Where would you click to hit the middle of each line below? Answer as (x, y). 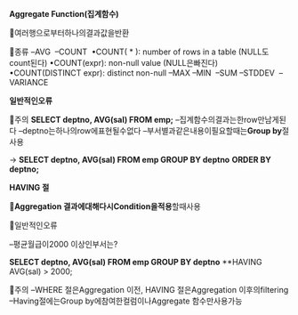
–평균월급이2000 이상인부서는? (64, 244)
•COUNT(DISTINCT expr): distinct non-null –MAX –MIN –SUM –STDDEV (142, 73)
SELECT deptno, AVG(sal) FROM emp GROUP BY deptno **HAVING (136, 262)
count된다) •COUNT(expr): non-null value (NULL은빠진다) (114, 63)
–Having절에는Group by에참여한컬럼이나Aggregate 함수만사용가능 (126, 301)
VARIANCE (29, 82)
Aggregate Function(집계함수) (64, 14)
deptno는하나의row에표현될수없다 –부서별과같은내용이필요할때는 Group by (152, 131)
